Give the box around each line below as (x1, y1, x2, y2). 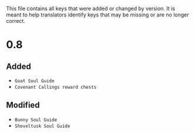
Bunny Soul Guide (14, 117, 58, 123)
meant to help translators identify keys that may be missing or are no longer (6, 11, 189, 18)
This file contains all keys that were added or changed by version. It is (6, 5, 175, 12)
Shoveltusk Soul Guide (14, 123, 70, 129)
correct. (6, 18, 25, 24)
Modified (6, 100, 40, 110)
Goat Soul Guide (14, 78, 55, 84)
